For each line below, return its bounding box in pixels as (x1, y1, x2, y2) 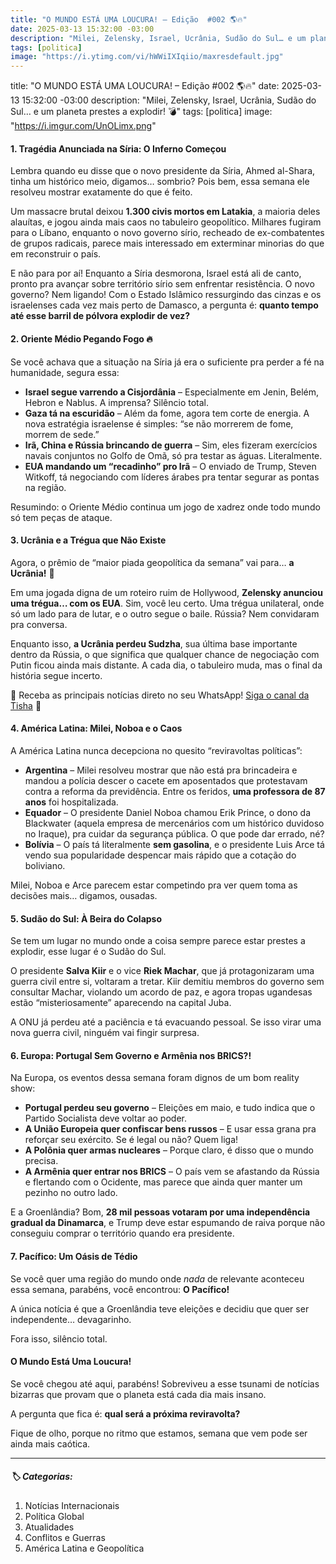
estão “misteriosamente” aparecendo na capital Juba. (10, 997, 232, 1009)
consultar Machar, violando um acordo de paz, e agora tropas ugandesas (10, 986, 313, 998)
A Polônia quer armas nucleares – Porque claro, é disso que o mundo (24, 1144, 314, 1156)
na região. (24, 481, 67, 493)
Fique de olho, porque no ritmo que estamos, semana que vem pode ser (10, 1427, 308, 1439)
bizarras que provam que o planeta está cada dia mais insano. (10, 1388, 267, 1400)
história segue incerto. (10, 669, 103, 681)
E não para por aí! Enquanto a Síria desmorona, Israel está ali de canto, (10, 267, 302, 280)
